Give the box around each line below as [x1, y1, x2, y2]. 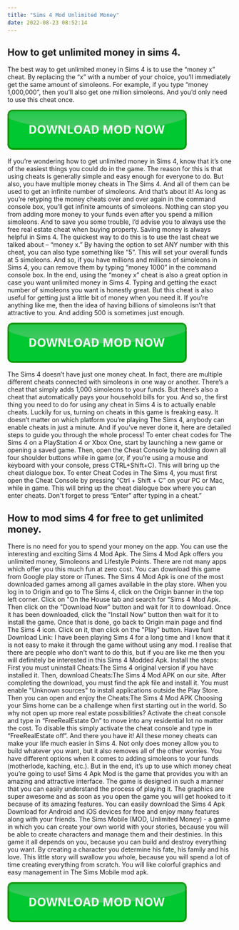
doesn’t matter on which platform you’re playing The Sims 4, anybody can [7, 416, 225, 424]
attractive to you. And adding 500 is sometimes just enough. [7, 309, 185, 317]
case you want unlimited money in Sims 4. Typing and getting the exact [7, 278, 218, 287]
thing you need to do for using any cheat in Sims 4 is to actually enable [7, 400, 216, 409]
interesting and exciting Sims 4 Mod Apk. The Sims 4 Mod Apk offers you [7, 550, 223, 558]
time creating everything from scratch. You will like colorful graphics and [7, 860, 221, 869]
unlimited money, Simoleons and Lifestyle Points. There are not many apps [7, 557, 227, 566]
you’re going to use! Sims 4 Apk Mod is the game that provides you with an [7, 770, 228, 778]
